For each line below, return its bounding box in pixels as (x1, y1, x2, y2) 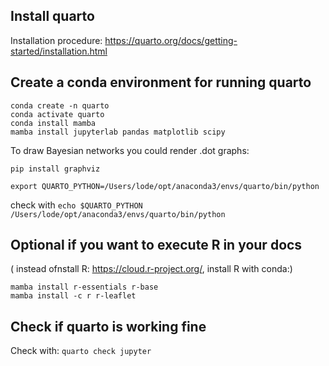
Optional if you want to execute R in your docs (10, 237, 303, 254)
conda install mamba (10, 118, 97, 128)
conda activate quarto (10, 109, 105, 119)
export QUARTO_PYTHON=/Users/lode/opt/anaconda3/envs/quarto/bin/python (10, 181, 320, 191)
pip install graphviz (10, 164, 101, 174)
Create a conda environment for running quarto (10, 74, 312, 91)
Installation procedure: (10, 34, 103, 46)
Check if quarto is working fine (10, 318, 207, 335)
